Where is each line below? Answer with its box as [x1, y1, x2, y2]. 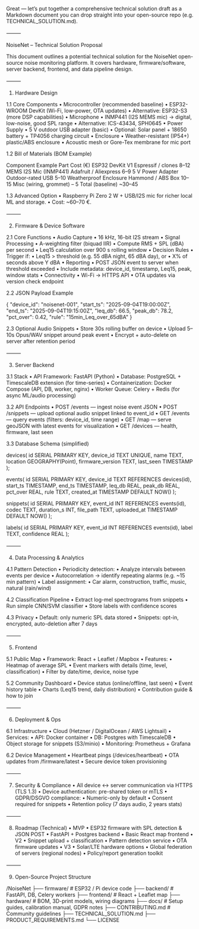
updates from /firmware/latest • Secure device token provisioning [6, 758, 168, 765]
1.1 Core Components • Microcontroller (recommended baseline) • [6, 101, 168, 108]
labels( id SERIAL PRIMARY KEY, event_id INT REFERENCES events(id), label [6, 524, 193, 531]
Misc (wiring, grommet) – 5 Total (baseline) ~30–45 [12, 181, 138, 188]
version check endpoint [6, 278, 64, 285]
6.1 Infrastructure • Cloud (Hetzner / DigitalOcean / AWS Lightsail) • [6, 728, 172, 734]
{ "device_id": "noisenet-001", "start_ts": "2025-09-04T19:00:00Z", [6, 301, 171, 308]
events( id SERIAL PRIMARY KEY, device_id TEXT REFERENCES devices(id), [6, 476, 192, 483]
